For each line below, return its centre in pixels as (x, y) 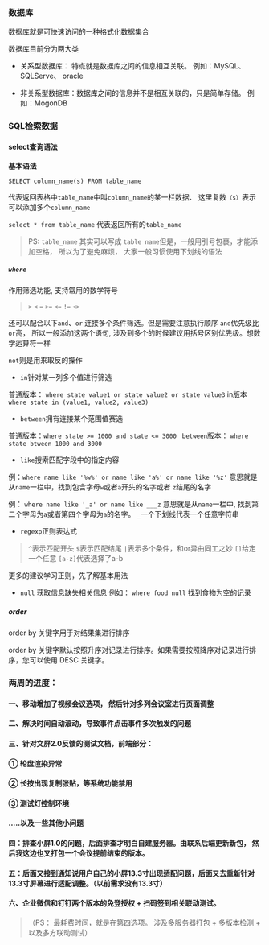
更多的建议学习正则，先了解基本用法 (68, 576)
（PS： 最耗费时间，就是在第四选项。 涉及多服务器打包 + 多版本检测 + (144, 922)
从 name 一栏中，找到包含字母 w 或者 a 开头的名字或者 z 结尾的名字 (110, 487)
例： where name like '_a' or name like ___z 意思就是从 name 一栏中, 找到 (130, 504)
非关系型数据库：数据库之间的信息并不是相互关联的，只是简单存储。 (132, 93)
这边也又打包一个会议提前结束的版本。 (86, 853)
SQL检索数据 (33, 126)
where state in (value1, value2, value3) (79, 403)
